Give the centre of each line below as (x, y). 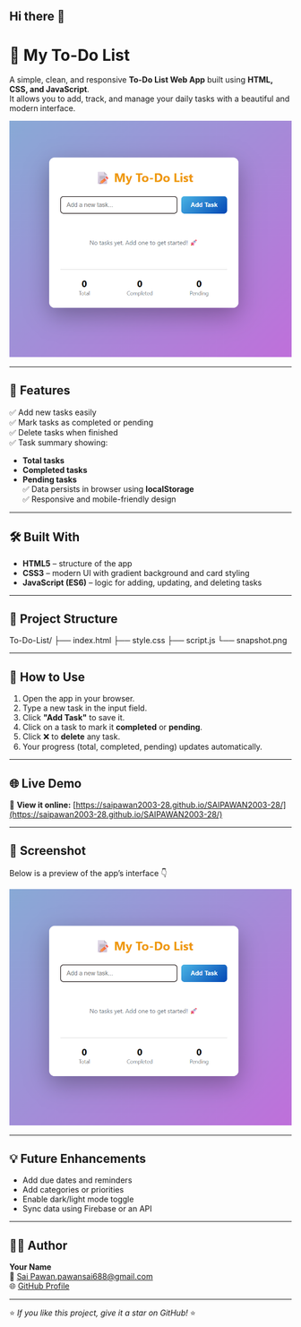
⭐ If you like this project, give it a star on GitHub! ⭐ (103, 1313)
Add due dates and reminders (77, 1180)
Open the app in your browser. (78, 699)
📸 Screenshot (48, 851)
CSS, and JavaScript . (49, 90)
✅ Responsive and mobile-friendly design (99, 499)
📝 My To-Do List (70, 55)
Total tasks (43, 460)
